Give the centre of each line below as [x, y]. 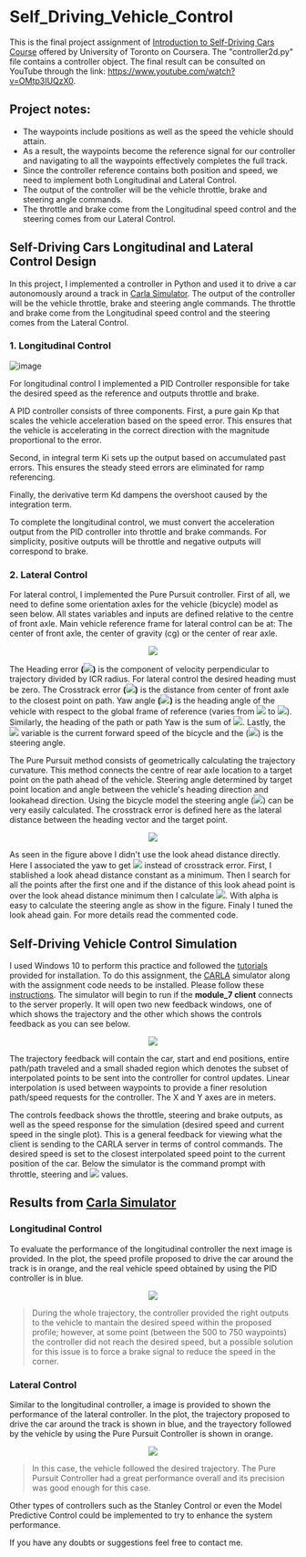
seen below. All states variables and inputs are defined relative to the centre [152, 614]
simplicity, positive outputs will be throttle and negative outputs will [135, 541]
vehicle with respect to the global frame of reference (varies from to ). [151, 711]
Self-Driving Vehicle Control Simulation [123, 944]
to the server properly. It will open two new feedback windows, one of [141, 1004]
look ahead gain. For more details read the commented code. [124, 915]
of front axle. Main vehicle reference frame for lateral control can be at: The [151, 624]
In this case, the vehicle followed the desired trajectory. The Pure [153, 1468]
